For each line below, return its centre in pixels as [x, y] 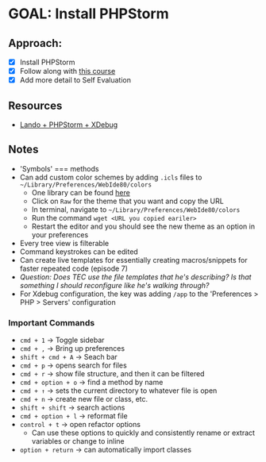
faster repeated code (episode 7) [74, 268]
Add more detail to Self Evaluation [75, 80]
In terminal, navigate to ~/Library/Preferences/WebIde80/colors [136, 209]
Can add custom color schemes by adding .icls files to [111, 177]
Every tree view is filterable [64, 243]
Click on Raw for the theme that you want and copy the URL [127, 201]
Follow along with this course [67, 71]
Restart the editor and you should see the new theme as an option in [143, 226]
